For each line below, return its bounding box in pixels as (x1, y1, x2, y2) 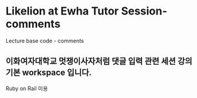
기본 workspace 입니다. (5, 68, 92, 78)
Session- (121, 4, 167, 18)
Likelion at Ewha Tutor (5, 4, 119, 18)
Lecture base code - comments (5, 37, 84, 44)
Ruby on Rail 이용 (5, 85, 48, 92)
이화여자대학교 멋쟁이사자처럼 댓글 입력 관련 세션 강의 (5, 56, 193, 67)
